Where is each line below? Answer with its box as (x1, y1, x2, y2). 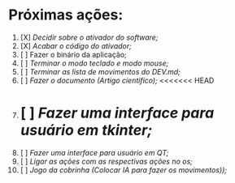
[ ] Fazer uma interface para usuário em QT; (20, 147, 169, 157)
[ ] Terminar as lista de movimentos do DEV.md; (20, 66, 181, 76)
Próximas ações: (8, 6, 124, 24)
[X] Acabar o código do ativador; (20, 40, 132, 50)
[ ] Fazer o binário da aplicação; (20, 49, 128, 59)
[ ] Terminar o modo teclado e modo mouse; (20, 58, 169, 68)
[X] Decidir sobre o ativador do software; (20, 32, 159, 42)
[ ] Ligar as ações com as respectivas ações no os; (20, 156, 194, 166)
